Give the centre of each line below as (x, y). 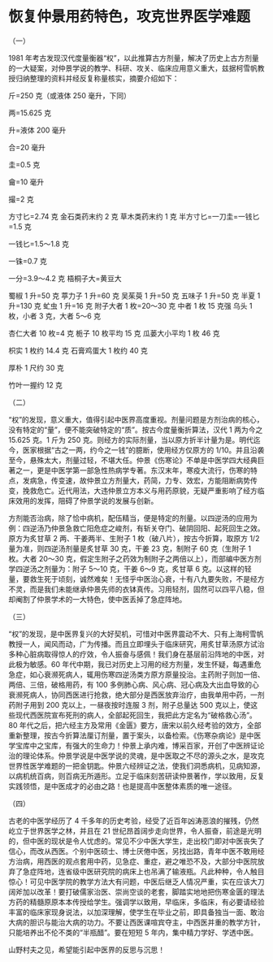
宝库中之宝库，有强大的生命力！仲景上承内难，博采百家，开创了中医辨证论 (140, 745)
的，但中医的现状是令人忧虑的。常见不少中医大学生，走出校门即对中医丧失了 (136, 841)
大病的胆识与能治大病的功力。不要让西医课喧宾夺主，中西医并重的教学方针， (136, 922)
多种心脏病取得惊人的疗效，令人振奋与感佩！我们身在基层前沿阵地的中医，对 (136, 654)
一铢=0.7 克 (28, 261)
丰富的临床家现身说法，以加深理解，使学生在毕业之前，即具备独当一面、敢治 (136, 912)
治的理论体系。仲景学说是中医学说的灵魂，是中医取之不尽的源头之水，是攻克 (136, 756)
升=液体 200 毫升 (37, 130)
